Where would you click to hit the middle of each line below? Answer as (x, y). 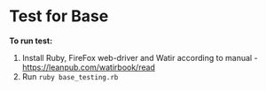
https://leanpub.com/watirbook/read (88, 67)
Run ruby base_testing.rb (70, 76)
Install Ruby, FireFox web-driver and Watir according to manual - (140, 57)
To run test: (31, 41)
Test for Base (59, 16)
